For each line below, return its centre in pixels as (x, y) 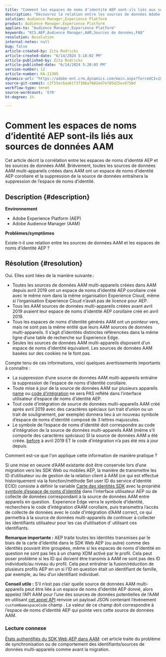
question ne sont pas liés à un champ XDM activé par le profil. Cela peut (79, 553)
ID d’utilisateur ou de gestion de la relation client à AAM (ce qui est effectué (82, 475)
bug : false (16, 46)
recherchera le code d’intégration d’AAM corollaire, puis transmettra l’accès (82, 507)
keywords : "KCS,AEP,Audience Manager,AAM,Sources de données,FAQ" (75, 33)
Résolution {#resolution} (44, 264)
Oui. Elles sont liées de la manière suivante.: (50, 275)
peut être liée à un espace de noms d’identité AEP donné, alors (89, 589)
